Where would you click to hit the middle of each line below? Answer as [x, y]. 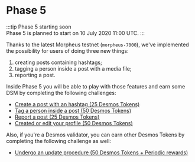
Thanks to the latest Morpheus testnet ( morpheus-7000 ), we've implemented [97, 45]
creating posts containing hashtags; [58, 62]
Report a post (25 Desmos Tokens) [57, 117]
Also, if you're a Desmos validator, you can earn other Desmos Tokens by [95, 135]
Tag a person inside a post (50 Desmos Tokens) [73, 110]
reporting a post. [35, 75]
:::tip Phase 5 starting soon [39, 27]
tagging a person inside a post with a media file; [73, 68]
